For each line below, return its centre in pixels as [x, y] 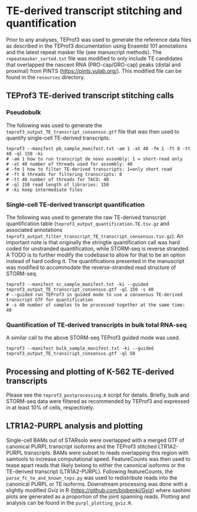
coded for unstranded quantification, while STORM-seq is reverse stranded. [98, 248]
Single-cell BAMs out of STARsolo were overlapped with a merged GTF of [95, 440]
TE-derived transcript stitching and [94, 11]
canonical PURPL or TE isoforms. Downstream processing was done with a [97, 484]
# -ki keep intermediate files [44, 189]
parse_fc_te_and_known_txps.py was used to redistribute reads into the [92, 477]
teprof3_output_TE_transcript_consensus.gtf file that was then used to [93, 131]
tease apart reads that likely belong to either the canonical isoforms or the [96, 465]
